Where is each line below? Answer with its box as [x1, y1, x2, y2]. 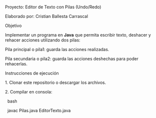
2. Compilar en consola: [5, 89, 52, 94]
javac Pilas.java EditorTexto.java [7, 108, 71, 113]
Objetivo [5, 23, 22, 28]
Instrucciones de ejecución [5, 70, 59, 76]
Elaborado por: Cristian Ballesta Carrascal [5, 13, 88, 19]
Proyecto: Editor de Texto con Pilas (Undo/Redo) [5, 4, 101, 10]
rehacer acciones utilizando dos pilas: [5, 37, 81, 43]
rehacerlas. [5, 61, 28, 66]
